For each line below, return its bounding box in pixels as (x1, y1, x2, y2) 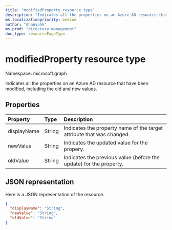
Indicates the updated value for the (63, 139, 148, 146)
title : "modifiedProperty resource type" (5, 7, 95, 13)
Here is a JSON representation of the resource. (5, 191, 105, 197)
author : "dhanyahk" (5, 22, 47, 27)
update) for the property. (63, 160, 124, 167)
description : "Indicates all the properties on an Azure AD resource (5, 12, 157, 17)
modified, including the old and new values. (5, 86, 97, 92)
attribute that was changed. (63, 131, 130, 138)
